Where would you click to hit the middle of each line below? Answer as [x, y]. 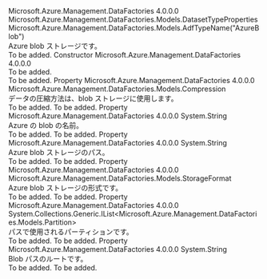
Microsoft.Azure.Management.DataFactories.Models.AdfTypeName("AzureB [134, 28]
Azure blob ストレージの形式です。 [65, 188]
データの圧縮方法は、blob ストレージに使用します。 [93, 98]
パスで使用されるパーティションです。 [71, 232]
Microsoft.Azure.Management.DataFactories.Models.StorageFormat [120, 178]
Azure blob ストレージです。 [55, 46]
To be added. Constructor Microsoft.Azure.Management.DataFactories [125, 55]
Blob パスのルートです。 [48, 259]
